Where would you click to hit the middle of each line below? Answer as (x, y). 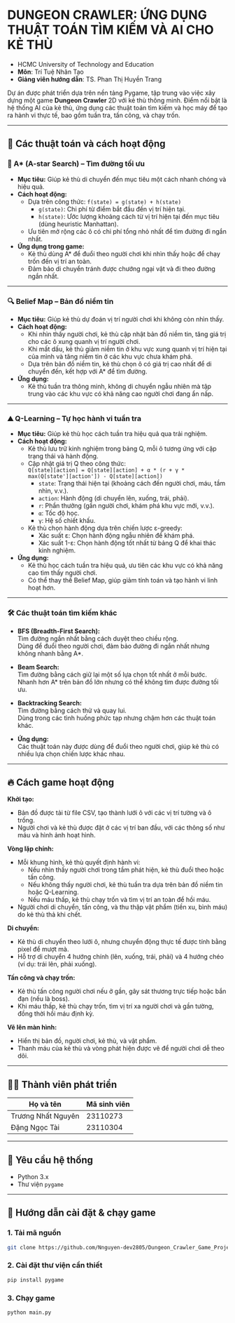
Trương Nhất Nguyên (45, 1116)
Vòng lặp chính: (30, 849)
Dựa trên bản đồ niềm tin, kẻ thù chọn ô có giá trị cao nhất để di (120, 364)
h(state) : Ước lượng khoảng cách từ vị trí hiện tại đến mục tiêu (129, 216)
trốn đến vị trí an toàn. (60, 261)
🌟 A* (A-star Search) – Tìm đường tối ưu (76, 164)
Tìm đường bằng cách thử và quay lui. (72, 710)
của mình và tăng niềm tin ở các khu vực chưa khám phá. (110, 356)
